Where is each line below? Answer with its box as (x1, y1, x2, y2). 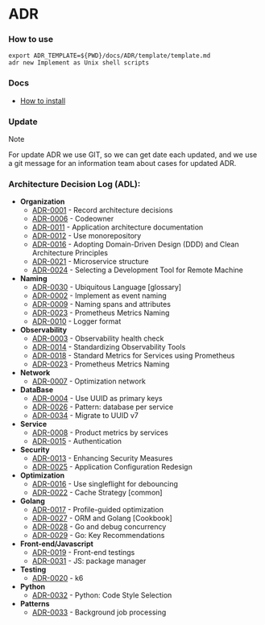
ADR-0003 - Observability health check (31, 333, 164, 343)
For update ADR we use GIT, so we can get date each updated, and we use (8, 150, 258, 159)
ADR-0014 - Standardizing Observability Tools (31, 342, 186, 352)
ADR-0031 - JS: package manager (31, 557, 147, 566)
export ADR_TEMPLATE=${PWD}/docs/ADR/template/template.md (8, 52, 211, 60)
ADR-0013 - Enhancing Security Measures (31, 453, 173, 463)
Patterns (19, 599, 50, 609)
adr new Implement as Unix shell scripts (8, 59, 150, 67)
